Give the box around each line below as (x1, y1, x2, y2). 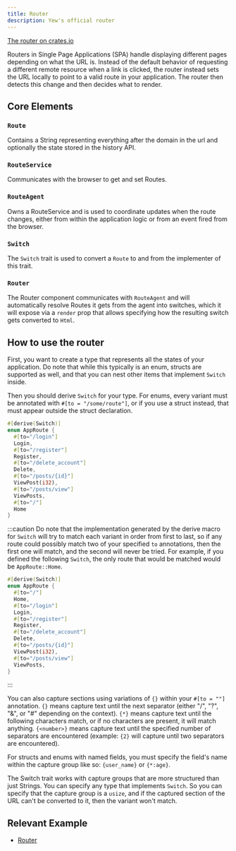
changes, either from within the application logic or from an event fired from (7, 215, 228, 223)
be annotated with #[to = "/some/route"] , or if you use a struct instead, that (7, 399, 229, 407)
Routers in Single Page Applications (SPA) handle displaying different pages (7, 50, 228, 59)
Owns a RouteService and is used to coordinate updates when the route (7, 207, 216, 215)
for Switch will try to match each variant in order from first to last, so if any (7, 532, 223, 541)
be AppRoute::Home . (7, 562, 63, 571)
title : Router (7, 10, 49, 18)
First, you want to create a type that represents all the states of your (7, 355, 205, 364)
